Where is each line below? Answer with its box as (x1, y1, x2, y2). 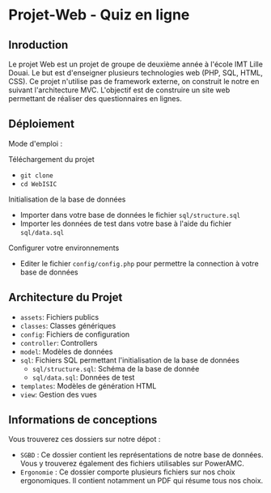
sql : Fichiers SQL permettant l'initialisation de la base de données (19, 355, 240, 365)
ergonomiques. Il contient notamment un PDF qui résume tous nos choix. (19, 476, 264, 486)
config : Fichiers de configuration (19, 329, 130, 339)
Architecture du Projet (8, 291, 123, 304)
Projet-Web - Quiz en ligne (8, 6, 190, 24)
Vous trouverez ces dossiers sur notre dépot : (8, 435, 161, 444)
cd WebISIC (19, 180, 57, 188)
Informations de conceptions (8, 413, 158, 427)
